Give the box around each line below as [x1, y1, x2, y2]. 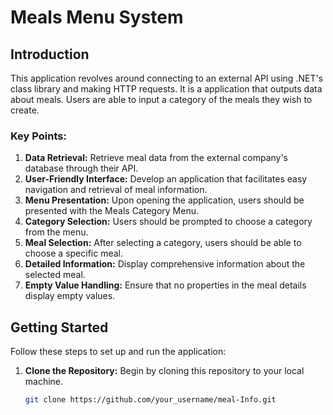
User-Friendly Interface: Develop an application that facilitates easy [24, 173, 308, 185]
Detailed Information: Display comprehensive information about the [24, 258, 306, 270]
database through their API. [24, 162, 139, 175]
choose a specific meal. [24, 247, 124, 260]
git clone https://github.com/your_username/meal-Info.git [24, 395, 277, 405]
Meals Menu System [10, 6, 184, 29]
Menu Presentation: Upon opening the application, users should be [24, 194, 305, 206]
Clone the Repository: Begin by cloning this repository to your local [24, 365, 305, 377]
